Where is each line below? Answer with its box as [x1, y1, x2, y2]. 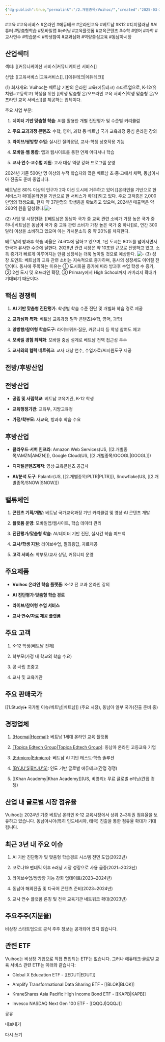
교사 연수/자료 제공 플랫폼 [12, 613, 61, 619]
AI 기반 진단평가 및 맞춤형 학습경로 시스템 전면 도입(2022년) [12, 854, 127, 860]
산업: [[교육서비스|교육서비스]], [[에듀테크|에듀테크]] [5, 74, 105, 80]
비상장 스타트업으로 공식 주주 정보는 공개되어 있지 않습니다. [5, 926, 118, 931]
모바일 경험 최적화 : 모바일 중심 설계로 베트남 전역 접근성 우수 [12, 337, 127, 343]
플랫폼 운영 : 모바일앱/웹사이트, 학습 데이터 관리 [12, 520, 102, 526]
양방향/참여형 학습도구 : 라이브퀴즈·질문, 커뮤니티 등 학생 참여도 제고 [12, 327, 141, 333]
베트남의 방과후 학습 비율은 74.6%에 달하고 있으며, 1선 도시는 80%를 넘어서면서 [5, 239, 158, 245]
